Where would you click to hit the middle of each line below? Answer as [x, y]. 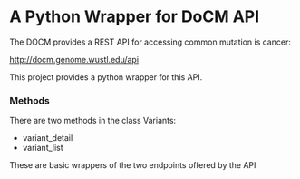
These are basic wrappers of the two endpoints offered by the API [133, 165]
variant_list [43, 148]
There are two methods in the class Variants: [93, 121]
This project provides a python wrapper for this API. [106, 77]
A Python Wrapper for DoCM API [135, 17]
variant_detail [48, 138]
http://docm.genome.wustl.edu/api [74, 59]
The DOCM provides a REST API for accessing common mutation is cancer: [150, 42]
